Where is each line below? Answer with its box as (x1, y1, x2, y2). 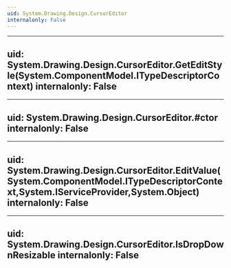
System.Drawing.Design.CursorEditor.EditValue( (7, 164, 221, 176)
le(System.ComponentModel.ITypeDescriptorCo (7, 69, 220, 81)
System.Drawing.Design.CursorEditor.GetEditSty (7, 59, 223, 71)
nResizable (7, 249, 56, 261)
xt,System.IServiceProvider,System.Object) (7, 186, 200, 198)
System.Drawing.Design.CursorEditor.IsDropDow (7, 238, 224, 251)
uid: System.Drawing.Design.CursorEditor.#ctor (7, 111, 219, 124)
